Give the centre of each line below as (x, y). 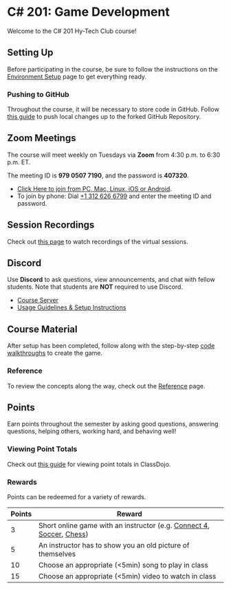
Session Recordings (51, 225)
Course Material (42, 329)
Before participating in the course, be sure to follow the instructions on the (112, 69)
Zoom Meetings (42, 138)
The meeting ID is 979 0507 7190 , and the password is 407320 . (98, 175)
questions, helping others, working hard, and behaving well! (92, 431)
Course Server (38, 301)
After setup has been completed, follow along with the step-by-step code (111, 346)
